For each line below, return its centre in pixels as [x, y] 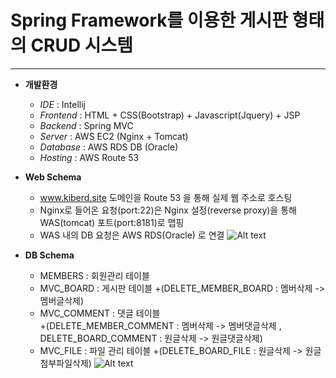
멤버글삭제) [62, 300]
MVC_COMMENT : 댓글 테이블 [100, 313]
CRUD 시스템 [82, 45]
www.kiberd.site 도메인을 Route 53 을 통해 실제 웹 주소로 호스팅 [166, 197]
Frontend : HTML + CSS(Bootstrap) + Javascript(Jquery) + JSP [170, 115]
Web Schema [53, 177]
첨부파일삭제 [64, 363]
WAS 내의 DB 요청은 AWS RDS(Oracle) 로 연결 [132, 235]
